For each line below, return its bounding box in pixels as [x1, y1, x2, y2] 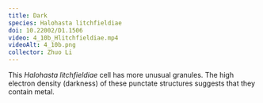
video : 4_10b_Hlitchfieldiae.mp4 [8, 33, 119, 42]
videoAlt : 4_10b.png [8, 41, 77, 49]
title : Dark [8, 11, 48, 20]
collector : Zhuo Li [8, 48, 73, 56]
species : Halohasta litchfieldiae [8, 19, 123, 27]
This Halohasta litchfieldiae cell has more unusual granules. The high [8, 71, 234, 79]
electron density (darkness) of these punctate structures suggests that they [8, 78, 256, 88]
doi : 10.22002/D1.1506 [8, 26, 83, 34]
